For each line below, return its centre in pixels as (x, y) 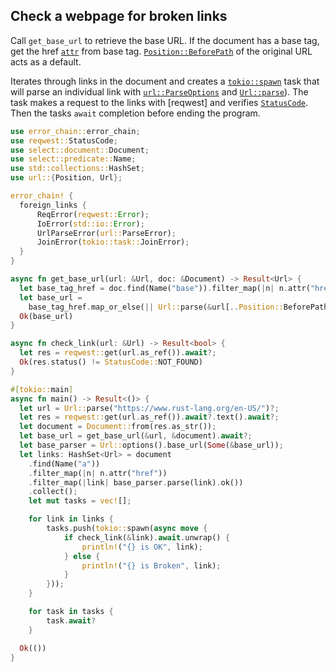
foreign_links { (53, 205)
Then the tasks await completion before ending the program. (135, 113)
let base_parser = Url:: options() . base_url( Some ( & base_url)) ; (151, 445)
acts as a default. (46, 61)
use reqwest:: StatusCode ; (64, 140)
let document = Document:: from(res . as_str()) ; (118, 427)
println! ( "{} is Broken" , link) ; (151, 565)
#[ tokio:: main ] (42, 389)
